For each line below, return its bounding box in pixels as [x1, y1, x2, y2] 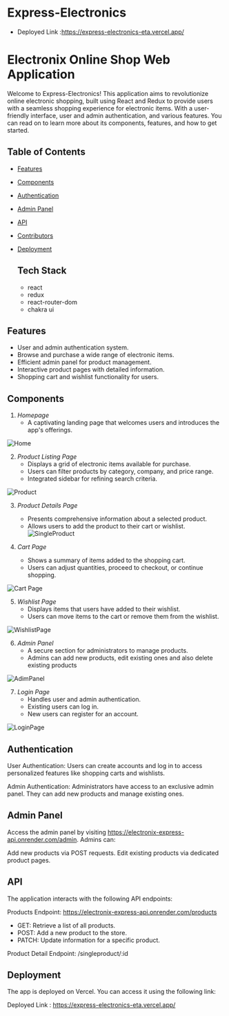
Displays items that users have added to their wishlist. [27, 605, 181, 613]
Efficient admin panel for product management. [17, 358, 152, 367]
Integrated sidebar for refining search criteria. [27, 475, 157, 483]
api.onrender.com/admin [7, 835, 77, 843]
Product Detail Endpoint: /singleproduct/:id [7, 949, 129, 957]
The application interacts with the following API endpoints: [7, 894, 173, 903]
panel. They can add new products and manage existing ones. [7, 789, 184, 798]
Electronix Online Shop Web [7, 52, 170, 68]
